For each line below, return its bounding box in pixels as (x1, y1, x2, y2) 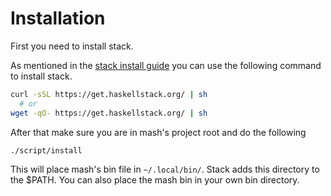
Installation (10, 7, 106, 30)
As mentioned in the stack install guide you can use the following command (10, 59, 322, 71)
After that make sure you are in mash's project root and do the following (10, 126, 307, 138)
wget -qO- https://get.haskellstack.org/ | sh (10, 108, 208, 118)
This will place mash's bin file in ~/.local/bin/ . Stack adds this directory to (10, 163, 320, 176)
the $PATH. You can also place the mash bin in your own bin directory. (10, 174, 300, 186)
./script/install (10, 145, 83, 156)
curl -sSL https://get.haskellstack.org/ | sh (10, 89, 208, 99)
